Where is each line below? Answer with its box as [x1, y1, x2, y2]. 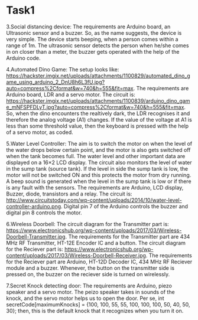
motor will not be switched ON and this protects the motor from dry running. [6, 171, 191, 178]
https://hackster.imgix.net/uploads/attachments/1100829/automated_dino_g [6, 72, 190, 79]
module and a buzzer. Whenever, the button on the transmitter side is [6, 264, 175, 272]
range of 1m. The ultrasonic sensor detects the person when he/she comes [6, 42, 189, 49]
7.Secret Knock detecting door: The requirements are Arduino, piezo [6, 282, 173, 289]
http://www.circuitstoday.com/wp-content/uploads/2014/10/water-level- [6, 196, 182, 204]
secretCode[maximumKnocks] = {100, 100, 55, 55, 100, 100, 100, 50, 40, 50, [6, 301, 190, 308]
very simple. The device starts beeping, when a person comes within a [6, 35, 178, 43]
